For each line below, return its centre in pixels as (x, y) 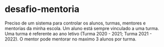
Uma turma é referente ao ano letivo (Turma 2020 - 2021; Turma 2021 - (78, 33)
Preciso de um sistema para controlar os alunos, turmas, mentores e (75, 23)
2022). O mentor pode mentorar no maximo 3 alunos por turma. (70, 39)
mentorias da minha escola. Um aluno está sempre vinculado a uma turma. (82, 28)
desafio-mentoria (42, 9)
